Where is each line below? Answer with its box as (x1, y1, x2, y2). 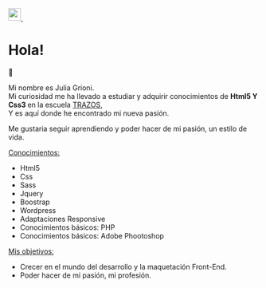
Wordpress (19, 205, 57, 215)
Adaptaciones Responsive (19, 214, 106, 223)
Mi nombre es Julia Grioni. (8, 83, 95, 93)
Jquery (19, 188, 44, 198)
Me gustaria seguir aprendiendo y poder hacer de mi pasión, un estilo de (8, 124, 248, 133)
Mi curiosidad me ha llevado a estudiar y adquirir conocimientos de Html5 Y (8, 91, 258, 101)
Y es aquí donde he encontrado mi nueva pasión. (8, 108, 170, 118)
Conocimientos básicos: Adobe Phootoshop (19, 231, 165, 240)
